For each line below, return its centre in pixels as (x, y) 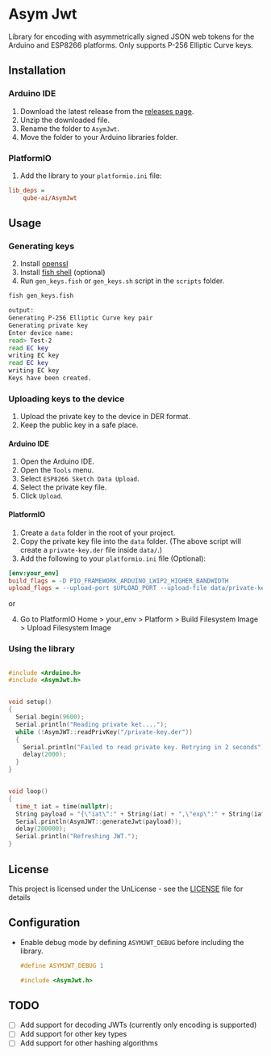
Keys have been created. (50, 378)
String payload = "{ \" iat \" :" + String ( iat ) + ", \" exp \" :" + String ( (135, 814)
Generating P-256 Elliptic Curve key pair (81, 318)
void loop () (28, 791)
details (19, 897)
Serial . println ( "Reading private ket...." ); (92, 724)
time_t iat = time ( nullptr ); (65, 806)
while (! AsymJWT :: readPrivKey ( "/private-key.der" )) (104, 732)
